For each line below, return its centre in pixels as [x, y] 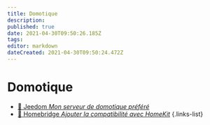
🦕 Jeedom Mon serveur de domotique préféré [83, 106]
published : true [31, 27]
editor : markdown [33, 46]
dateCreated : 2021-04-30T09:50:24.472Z [65, 53]
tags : [15, 40]
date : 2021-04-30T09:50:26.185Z [54, 33]
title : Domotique [33, 14]
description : [26, 20]
